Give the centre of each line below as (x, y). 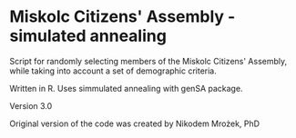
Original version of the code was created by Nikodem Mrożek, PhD (135, 123)
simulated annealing (88, 36)
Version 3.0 (31, 105)
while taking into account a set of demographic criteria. (113, 71)
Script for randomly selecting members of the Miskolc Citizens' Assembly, (148, 61)
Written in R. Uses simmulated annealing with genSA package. (126, 88)
